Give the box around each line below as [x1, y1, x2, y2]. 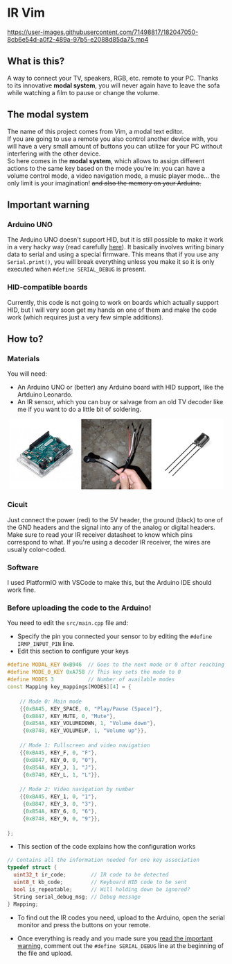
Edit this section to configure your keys [17, 647, 130, 656]
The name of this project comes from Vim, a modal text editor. [7, 127, 184, 135]
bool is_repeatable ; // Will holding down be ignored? [13, 886, 190, 893]
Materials [7, 354, 40, 363]
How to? [7, 333, 44, 344]
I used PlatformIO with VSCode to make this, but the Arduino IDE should [7, 579, 212, 587]
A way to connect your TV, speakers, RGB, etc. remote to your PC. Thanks [7, 74, 219, 82]
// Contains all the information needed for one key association [7, 856, 199, 864]
